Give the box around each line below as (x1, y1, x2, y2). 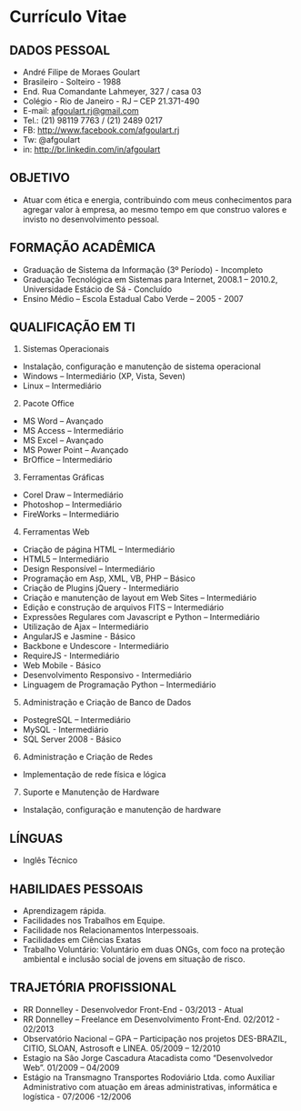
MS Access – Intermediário (22, 425, 125, 436)
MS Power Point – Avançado (22, 445, 129, 455)
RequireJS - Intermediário (22, 650, 120, 661)
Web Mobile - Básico (22, 660, 102, 671)
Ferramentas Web (22, 526, 90, 537)
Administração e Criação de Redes (22, 752, 153, 763)
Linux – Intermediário (22, 380, 102, 392)
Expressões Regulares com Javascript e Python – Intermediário (22, 612, 261, 623)
